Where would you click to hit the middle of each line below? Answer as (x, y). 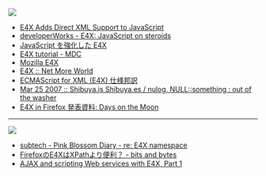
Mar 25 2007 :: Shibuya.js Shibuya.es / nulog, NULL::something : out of (135, 89)
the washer (38, 98)
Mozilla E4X (39, 62)
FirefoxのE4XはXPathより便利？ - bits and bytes (98, 155)
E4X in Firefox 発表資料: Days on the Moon (89, 107)
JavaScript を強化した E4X (63, 45)
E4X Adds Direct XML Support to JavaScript (91, 27)
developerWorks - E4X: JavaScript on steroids (95, 36)
